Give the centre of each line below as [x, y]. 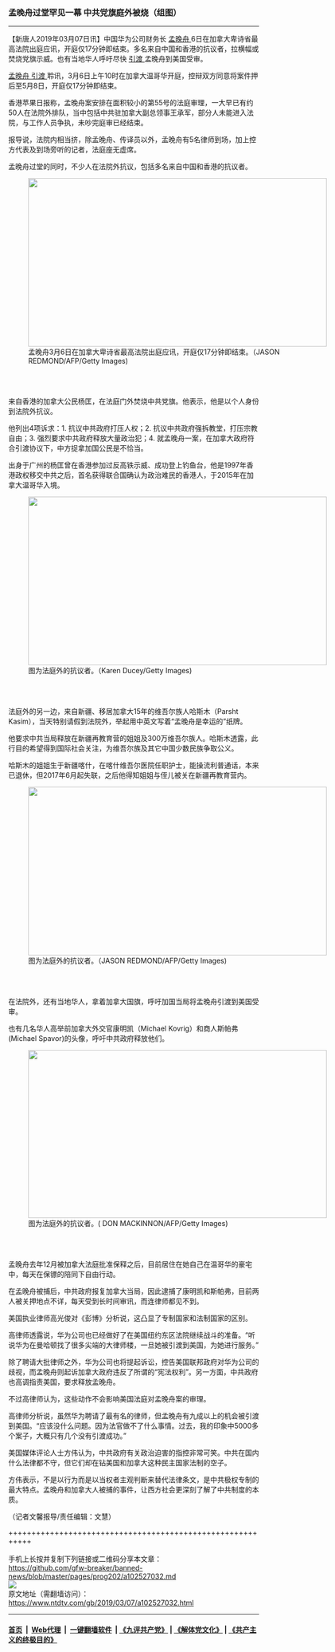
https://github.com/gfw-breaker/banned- [76, 1568]
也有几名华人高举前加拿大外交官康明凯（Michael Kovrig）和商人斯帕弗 [123, 1029]
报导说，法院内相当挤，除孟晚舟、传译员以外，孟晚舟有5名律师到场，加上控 [132, 140]
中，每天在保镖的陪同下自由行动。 [64, 1275]
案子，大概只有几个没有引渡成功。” [71, 1436]
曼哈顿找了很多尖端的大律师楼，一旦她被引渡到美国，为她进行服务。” [147, 1345]
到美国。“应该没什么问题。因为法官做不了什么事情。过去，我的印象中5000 [130, 1426]
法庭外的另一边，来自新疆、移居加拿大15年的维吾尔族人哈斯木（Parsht [123, 712]
